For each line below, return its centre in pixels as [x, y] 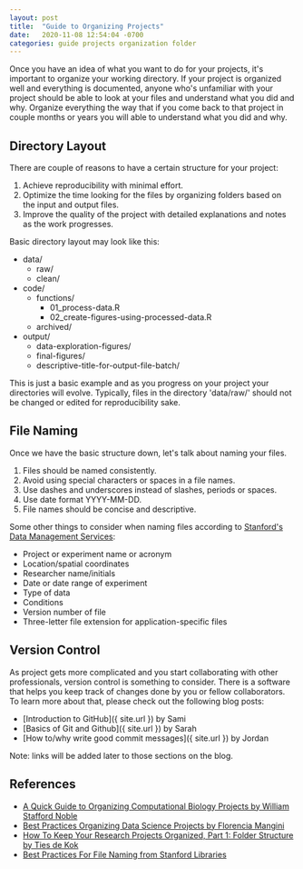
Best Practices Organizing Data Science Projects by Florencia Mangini [153, 825]
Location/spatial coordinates [76, 564]
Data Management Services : [63, 536]
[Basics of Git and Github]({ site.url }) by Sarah [109, 728]
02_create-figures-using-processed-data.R [131, 317]
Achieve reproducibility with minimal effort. [103, 185]
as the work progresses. [68, 225]
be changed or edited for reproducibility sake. [95, 403]
